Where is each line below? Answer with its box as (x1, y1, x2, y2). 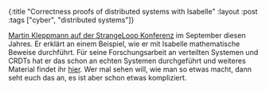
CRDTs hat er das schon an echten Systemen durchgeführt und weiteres (8, 56, 246, 65)
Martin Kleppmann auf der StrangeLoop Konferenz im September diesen (8, 31, 246, 40)
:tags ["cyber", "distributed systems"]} (8, 15, 135, 25)
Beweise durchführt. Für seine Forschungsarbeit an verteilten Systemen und (8, 48, 259, 57)
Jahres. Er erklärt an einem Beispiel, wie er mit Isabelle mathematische (8, 39, 241, 49)
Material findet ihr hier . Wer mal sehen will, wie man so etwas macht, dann (8, 65, 252, 74)
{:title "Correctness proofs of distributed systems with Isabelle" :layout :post (8, 7, 258, 16)
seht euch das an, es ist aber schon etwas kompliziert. (8, 73, 187, 82)
